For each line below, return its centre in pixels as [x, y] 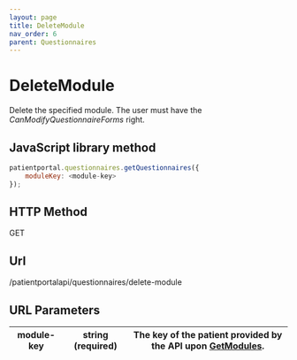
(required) [95, 346]
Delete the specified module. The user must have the [106, 111]
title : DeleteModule [47, 26]
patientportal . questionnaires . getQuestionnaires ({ [104, 168]
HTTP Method [49, 212]
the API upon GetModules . [208, 346]
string [95, 335]
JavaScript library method [83, 147]
